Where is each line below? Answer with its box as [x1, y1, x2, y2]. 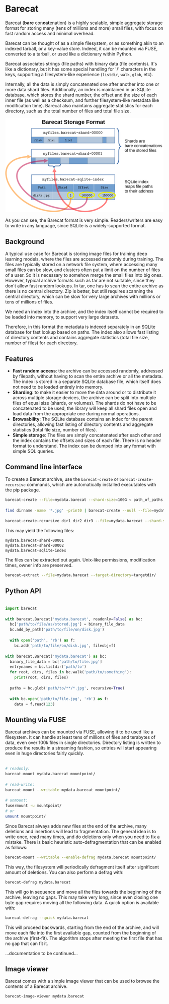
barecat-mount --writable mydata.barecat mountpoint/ [5, 787, 121, 792]
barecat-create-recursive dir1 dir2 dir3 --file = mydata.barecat [5, 519, 143, 524]
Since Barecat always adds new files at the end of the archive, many [5, 823, 147, 829]
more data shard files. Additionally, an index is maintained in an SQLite [5, 86, 151, 92]
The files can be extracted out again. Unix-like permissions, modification [5, 557, 156, 563]
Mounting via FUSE [5, 715, 66, 724]
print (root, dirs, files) [14, 675, 69, 680]
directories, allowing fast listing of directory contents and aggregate [12, 421, 153, 427]
